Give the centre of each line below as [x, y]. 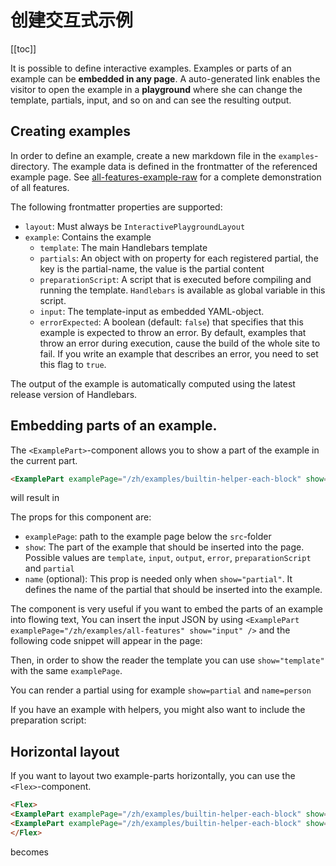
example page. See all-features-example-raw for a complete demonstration [166, 177]
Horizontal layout [65, 751]
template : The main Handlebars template [123, 247]
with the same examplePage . [66, 671]
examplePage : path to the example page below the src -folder [148, 537]
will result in [35, 498]
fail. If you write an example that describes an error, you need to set [179, 353]
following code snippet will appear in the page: [106, 641]
